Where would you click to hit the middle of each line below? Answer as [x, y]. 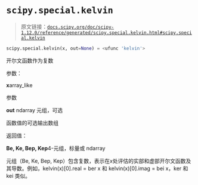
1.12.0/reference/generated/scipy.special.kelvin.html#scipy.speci [106, 33]
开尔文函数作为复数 [30, 60]
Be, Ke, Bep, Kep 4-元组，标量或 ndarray [56, 148]
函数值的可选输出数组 [32, 123]
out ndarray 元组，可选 [35, 110]
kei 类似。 [18, 175]
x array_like [19, 85]
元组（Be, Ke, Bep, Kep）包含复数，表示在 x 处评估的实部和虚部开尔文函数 [96, 161]
